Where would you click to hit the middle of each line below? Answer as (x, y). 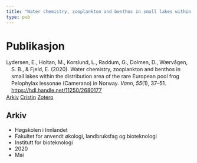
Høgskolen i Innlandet (41, 129)
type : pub (18, 17)
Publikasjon (35, 46)
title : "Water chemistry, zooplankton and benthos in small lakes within (99, 11)
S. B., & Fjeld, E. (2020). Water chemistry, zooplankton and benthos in (96, 69)
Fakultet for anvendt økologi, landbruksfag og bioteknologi (86, 136)
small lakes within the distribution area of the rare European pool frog (96, 76)
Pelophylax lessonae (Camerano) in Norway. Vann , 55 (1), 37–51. (89, 84)
